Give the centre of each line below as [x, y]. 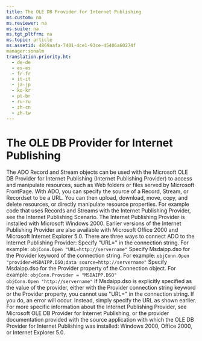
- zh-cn [21, 107]
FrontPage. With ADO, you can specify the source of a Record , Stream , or [97, 191]
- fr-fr [21, 74]
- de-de [21, 62]
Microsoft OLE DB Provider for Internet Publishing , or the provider [88, 313]
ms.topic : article [29, 40]
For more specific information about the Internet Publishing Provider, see [96, 307]
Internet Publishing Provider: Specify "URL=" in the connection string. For [97, 243]
